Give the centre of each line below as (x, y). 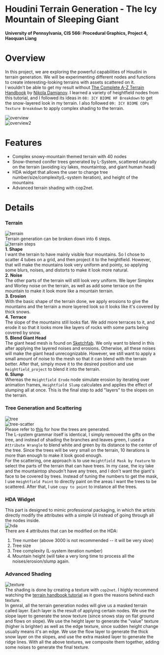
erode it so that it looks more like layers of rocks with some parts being (77, 327)
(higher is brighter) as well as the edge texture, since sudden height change (82, 627)
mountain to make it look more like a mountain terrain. (59, 291)
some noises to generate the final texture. (47, 647)
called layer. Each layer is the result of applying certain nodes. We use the (80, 611)
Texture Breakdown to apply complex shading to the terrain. (65, 108)
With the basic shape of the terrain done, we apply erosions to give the (77, 301)
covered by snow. (23, 333)
